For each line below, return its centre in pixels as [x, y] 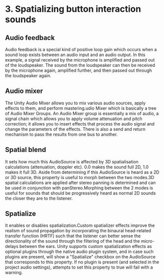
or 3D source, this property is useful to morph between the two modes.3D [80, 177]
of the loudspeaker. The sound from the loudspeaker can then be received [80, 65]
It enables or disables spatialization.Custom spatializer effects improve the [80, 225]
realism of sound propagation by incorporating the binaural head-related [78, 231]
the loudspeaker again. [28, 76]
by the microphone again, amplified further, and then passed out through [79, 70]
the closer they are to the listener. [39, 198]
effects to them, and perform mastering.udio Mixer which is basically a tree [81, 108]
